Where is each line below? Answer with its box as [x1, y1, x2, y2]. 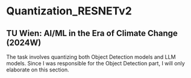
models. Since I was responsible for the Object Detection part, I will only [6, 60, 185, 67]
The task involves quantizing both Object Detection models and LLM [6, 53, 176, 61]
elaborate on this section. [6, 66, 69, 73]
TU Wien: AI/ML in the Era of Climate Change [6, 28, 178, 38]
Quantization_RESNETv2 [6, 4, 133, 18]
